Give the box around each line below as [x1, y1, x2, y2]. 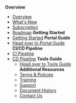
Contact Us [19, 93, 43, 99]
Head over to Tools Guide [19, 61, 71, 67]
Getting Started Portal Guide [12, 35, 70, 41]
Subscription [12, 24, 38, 30]
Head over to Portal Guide [12, 40, 65, 46]
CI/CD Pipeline [12, 46, 43, 51]
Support [19, 82, 36, 88]
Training [19, 77, 36, 83]
